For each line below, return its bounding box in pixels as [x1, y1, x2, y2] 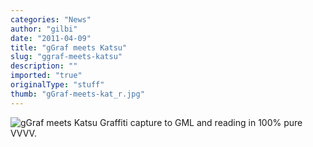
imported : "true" [10, 71, 83, 81]
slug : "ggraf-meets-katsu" [10, 52, 123, 62]
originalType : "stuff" [10, 80, 105, 90]
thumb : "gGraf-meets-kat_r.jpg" [10, 89, 145, 99]
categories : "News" [10, 14, 92, 25]
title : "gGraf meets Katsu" [10, 42, 128, 53]
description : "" [10, 61, 78, 71]
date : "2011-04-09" [10, 33, 92, 43]
